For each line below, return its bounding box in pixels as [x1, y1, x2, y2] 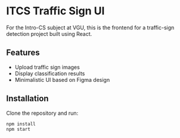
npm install [6, 121, 36, 127]
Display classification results [14, 70, 85, 77]
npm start [6, 127, 31, 133]
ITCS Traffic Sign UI [6, 4, 105, 18]
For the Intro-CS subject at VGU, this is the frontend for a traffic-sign [6, 24, 175, 31]
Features [6, 48, 40, 58]
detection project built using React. [6, 30, 92, 37]
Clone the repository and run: [6, 109, 79, 116]
